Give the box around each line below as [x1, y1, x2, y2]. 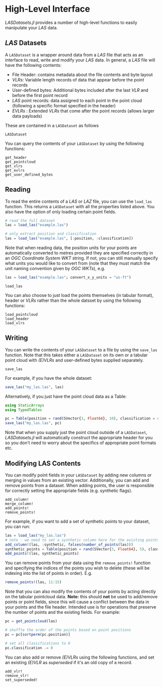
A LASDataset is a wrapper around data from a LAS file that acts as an [5, 52, 144, 58]
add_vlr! [5, 669, 23, 674]
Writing [5, 334, 28, 342]
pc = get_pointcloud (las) [5, 619, 57, 624]
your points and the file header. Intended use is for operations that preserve [5, 604, 157, 610]
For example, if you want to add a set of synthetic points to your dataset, [5, 518, 150, 524]
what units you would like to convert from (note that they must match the [5, 260, 150, 266]
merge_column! [5, 501, 34, 506]
